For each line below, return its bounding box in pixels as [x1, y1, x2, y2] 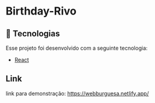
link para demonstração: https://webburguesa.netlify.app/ [5, 90, 149, 97]
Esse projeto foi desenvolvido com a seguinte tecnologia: [5, 44, 148, 51]
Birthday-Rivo [5, 4, 77, 18]
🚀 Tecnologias [5, 28, 60, 39]
